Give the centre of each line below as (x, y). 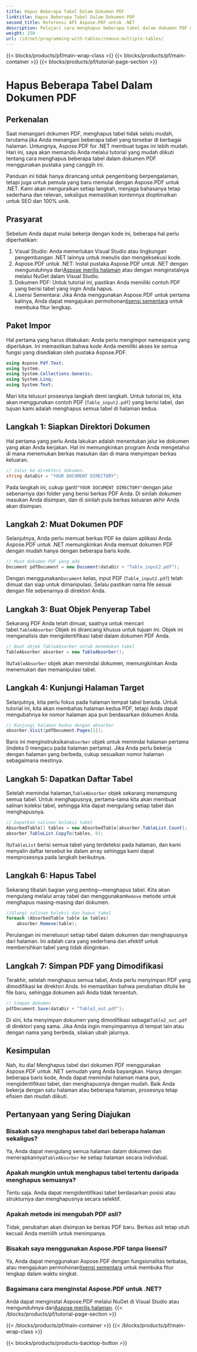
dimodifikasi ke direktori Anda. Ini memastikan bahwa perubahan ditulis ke (96, 986)
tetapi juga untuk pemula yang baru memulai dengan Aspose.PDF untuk (93, 182)
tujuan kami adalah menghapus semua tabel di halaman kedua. (82, 409)
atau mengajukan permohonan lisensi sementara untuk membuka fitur (90, 1268)
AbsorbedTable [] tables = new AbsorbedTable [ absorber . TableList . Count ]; (97, 828)
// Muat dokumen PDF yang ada (43, 562)
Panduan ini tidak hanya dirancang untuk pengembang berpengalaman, (92, 176)
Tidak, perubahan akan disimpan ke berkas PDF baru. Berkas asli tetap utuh (98, 1227)
